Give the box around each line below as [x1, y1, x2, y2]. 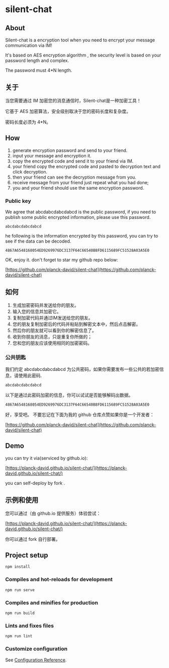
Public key [5, 197, 31, 204]
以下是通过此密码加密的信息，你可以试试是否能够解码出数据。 [5, 392, 133, 398]
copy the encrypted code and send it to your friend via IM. [12, 158, 134, 164]
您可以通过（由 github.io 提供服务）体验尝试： [5, 510, 101, 516]
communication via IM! [5, 42, 52, 48]
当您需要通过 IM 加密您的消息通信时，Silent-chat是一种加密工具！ [5, 97, 141, 103]
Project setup [5, 551, 49, 560]
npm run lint [5, 634, 33, 639]
